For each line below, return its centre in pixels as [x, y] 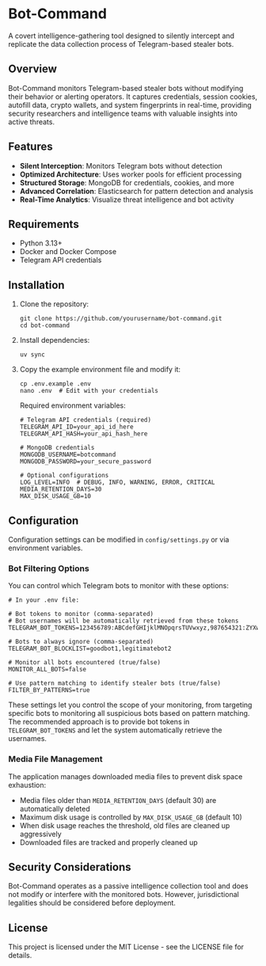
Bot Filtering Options [49, 569]
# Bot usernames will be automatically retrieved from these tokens [123, 621]
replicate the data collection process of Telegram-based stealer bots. [121, 44]
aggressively [40, 834]
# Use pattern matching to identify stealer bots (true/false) [115, 683]
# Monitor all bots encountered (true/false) [84, 663]
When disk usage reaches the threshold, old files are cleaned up [125, 825]
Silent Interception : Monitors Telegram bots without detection [121, 165]
